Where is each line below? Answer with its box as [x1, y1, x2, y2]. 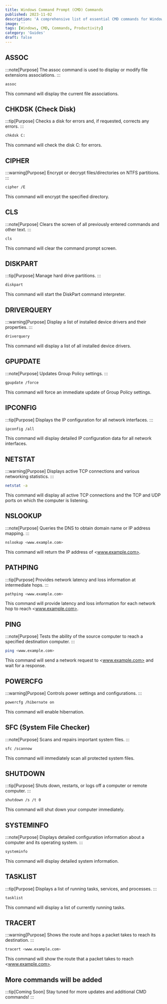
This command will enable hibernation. [5, 708, 84, 714]
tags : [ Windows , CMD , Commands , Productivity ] [5, 26, 103, 31]
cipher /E [5, 185, 26, 190]
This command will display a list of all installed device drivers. [5, 343, 132, 349]
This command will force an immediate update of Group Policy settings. [5, 389, 152, 395]
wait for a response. [5, 663, 46, 669]
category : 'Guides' [5, 30, 46, 35]
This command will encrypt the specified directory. [5, 194, 109, 200]
